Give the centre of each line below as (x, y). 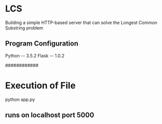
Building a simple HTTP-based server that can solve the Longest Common (81, 22)
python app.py (20, 99)
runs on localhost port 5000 (50, 115)
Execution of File (40, 85)
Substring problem (24, 27)
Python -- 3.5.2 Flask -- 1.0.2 (35, 55)
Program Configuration (42, 44)
